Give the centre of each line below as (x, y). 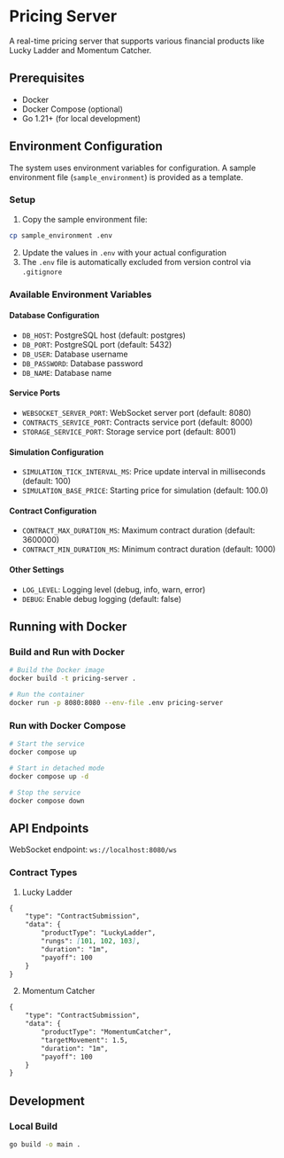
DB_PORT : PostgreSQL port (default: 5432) (97, 344)
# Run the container (47, 695)
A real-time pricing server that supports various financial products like (137, 41)
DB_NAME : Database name (67, 372)
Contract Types (43, 872)
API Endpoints (49, 828)
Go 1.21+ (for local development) (81, 118)
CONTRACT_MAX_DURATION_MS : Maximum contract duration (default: (138, 530)
